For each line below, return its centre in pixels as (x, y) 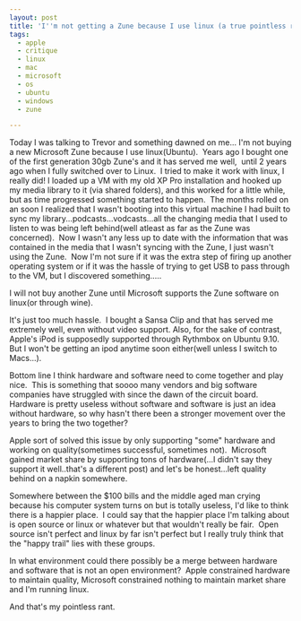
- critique (38, 51)
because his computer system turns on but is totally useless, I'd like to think (149, 505)
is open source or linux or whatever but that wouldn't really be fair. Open (144, 524)
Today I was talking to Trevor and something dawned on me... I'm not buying (150, 142)
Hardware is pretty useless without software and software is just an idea (142, 404)
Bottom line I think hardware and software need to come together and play (146, 375)
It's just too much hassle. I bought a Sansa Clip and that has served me (141, 320)
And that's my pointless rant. (62, 607)
